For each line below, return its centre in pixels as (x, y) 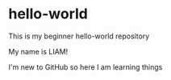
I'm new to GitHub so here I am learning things (85, 67)
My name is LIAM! (38, 51)
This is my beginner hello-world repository (79, 36)
